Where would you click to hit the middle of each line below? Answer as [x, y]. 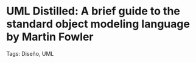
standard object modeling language [98, 24]
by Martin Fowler [50, 37]
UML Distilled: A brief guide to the [93, 11]
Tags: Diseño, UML [30, 53]
